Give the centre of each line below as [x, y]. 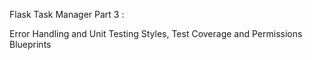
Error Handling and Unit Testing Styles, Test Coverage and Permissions [156, 33]
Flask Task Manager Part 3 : [67, 14]
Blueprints [30, 44]
